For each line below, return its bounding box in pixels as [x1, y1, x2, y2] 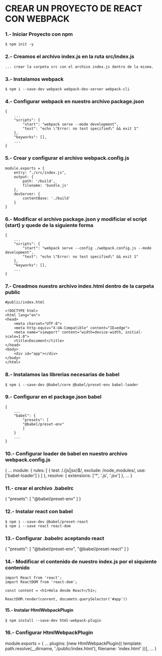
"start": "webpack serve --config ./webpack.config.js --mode [22, 246, 152, 250]
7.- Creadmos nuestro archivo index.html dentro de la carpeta [5, 282, 154, 289]
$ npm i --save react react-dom [5, 523, 71, 528]
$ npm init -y [5, 42, 34, 47]
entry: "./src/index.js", [14, 170, 67, 175]
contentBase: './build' [22, 196, 71, 201]
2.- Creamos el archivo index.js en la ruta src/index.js [5, 53, 135, 60]
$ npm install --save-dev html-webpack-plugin [5, 618, 101, 623]
